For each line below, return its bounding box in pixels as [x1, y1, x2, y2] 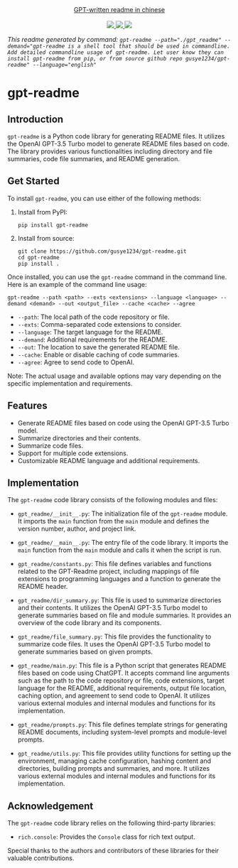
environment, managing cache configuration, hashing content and [17, 756, 212, 765]
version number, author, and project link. [17, 524, 136, 533]
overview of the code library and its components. [17, 619, 162, 627]
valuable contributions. [7, 854, 75, 862]
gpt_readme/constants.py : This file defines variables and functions [17, 560, 212, 568]
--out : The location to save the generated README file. [17, 342, 180, 351]
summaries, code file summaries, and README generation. [7, 155, 180, 163]
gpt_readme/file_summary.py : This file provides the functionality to [17, 632, 212, 641]
